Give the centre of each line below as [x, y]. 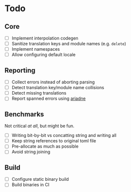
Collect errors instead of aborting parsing [53, 82]
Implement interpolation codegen [45, 38]
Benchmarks [24, 114]
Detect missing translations [39, 93]
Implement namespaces [36, 49]
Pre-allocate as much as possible [45, 146]
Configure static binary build [40, 179]
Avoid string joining [31, 152]
